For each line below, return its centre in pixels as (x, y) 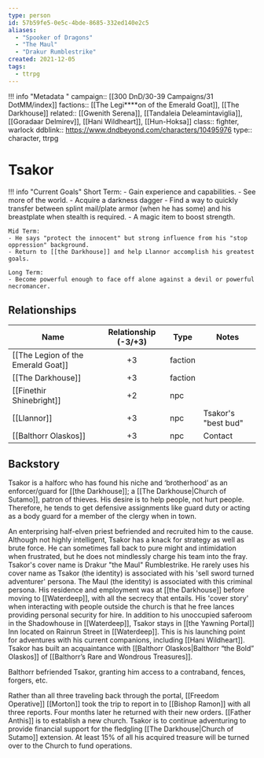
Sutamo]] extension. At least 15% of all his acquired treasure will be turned (129, 738)
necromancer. (29, 286)
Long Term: (26, 272)
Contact (218, 436)
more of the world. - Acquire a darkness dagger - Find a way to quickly (123, 200)
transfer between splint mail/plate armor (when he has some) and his (120, 208)
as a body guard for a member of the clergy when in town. (102, 517)
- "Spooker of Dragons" (54, 37)
